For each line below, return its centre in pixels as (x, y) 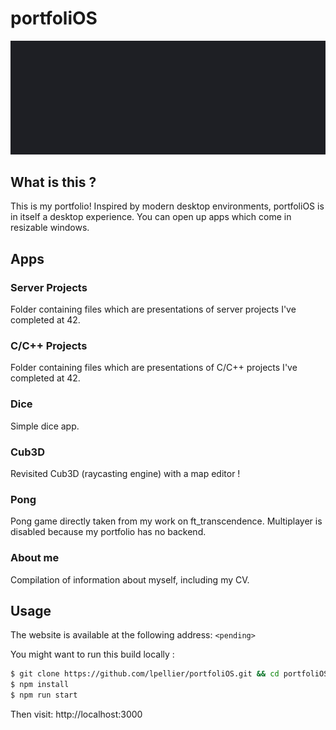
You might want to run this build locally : (92, 654)
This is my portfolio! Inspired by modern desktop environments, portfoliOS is (167, 206)
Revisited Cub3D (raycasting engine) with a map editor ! (125, 473)
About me (35, 558)
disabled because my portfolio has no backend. (108, 532)
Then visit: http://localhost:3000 (76, 714)
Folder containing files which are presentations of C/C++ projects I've (154, 368)
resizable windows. (50, 228)
